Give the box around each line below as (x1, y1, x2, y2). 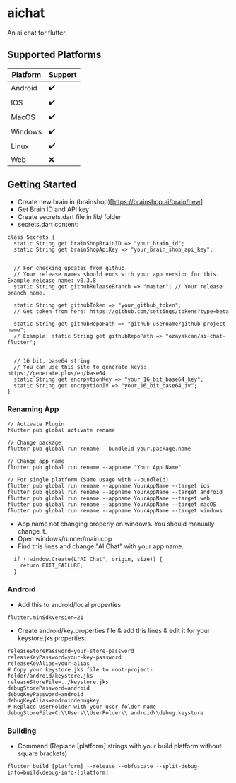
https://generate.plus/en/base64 (7, 370, 106, 377)
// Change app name (7, 457, 65, 464)
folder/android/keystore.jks (7, 673, 93, 680)
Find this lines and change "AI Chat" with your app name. (17, 542, 184, 551)
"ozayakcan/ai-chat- (165, 332, 226, 340)
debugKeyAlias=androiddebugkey (7, 697, 100, 705)
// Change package (7, 439, 61, 446)
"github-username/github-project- (127, 320, 230, 327)
